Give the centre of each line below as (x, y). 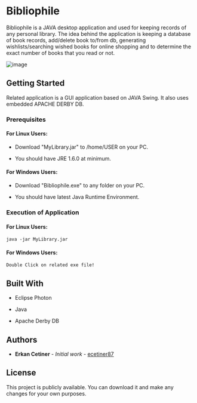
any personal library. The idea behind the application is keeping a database (98, 33)
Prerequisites (26, 119)
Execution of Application (43, 212)
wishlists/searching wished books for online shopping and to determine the (99, 47)
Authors (22, 339)
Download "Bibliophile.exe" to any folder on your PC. (80, 186)
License (21, 373)
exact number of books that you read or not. (61, 53)
